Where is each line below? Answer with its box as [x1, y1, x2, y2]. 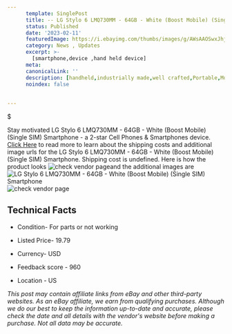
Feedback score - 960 [17, 263, 81, 271]
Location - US [17, 276, 57, 284]
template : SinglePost [25, 10, 88, 17]
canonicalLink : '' [25, 68, 79, 75]
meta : [25, 61, 41, 68]
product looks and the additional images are [7, 163, 195, 170]
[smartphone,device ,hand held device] [32, 55, 147, 62]
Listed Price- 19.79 [17, 236, 71, 244]
